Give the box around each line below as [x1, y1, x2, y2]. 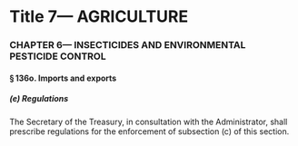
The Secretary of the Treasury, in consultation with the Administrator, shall [9, 116, 288, 127]
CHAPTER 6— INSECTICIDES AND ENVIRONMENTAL [9, 39, 246, 52]
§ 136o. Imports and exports [9, 73, 117, 83]
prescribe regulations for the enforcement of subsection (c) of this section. [9, 125, 290, 137]
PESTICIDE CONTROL [9, 50, 106, 63]
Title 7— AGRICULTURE [9, 6, 189, 27]
